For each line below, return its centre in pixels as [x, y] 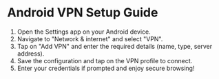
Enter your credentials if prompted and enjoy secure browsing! [106, 68]
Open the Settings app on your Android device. [84, 32]
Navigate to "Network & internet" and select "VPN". [90, 38]
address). [31, 54]
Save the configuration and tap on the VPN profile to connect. [105, 60]
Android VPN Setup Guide [83, 13]
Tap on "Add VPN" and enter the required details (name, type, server [115, 46]
